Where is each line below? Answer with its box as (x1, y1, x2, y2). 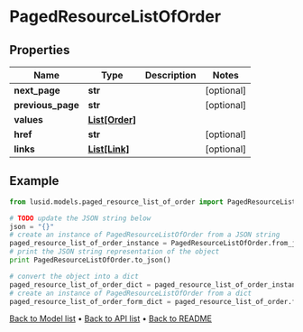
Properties (9, 42, 70, 58)
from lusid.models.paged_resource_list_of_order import (9, 197, 224, 207)
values (14, 114, 43, 125)
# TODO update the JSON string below (9, 214, 151, 223)
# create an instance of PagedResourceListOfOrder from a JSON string (9, 230, 280, 240)
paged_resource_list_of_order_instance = (9, 239, 168, 248)
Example (9, 173, 60, 189)
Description (144, 69, 197, 81)
